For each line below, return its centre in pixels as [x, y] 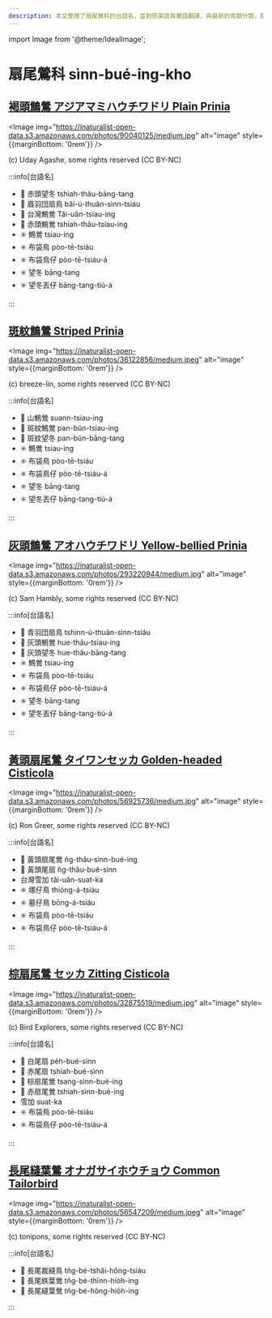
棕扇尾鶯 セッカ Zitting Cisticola [89, 974]
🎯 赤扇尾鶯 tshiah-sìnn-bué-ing [72, 1091]
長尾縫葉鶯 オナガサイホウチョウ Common [114, 1171]
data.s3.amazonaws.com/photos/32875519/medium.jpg [102, 1002]
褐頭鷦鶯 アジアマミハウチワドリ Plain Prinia [119, 107]
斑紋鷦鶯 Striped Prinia [66, 331]
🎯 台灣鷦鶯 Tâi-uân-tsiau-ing [68, 214]
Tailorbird [34, 1184]
